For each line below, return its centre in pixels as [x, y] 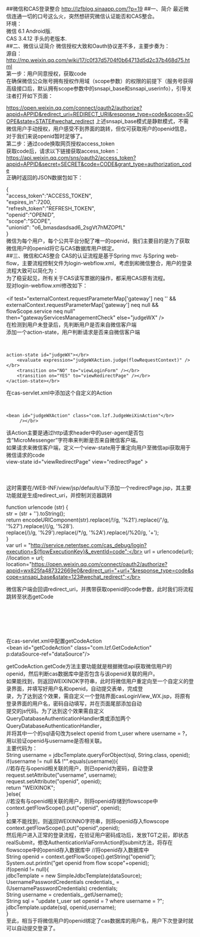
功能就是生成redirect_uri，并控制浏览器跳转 [59, 495]
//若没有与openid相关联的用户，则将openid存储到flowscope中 [82, 801]
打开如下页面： [35, 96]
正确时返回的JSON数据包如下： [45, 177]
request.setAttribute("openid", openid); [54, 781]
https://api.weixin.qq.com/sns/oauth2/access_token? [71, 158]
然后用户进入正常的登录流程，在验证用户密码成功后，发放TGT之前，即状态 [97, 835]
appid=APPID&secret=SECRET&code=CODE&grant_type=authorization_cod [99, 164]
